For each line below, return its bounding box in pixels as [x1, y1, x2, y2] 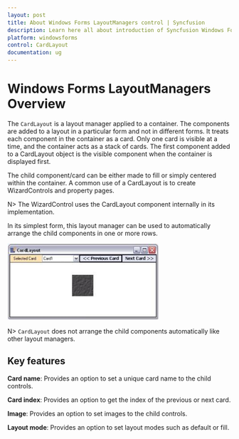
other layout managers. [7, 334, 76, 343]
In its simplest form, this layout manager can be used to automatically [7, 221, 211, 229]
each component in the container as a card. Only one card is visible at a [7, 134, 218, 143]
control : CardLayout [7, 41, 69, 49]
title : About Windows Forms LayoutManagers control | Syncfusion [7, 19, 205, 26]
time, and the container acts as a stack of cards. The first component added [7, 142, 230, 150]
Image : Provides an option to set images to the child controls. [7, 409, 188, 418]
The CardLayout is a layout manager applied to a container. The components [7, 119, 230, 128]
